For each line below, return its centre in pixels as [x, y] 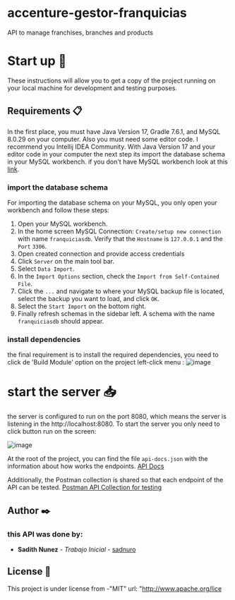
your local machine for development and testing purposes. [92, 88]
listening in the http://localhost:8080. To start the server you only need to [114, 424]
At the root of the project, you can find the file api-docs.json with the [108, 459]
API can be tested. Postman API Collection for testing [85, 487]
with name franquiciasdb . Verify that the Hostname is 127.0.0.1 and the [120, 238]
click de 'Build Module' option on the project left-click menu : [96, 362]
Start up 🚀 [37, 61]
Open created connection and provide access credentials [101, 253]
